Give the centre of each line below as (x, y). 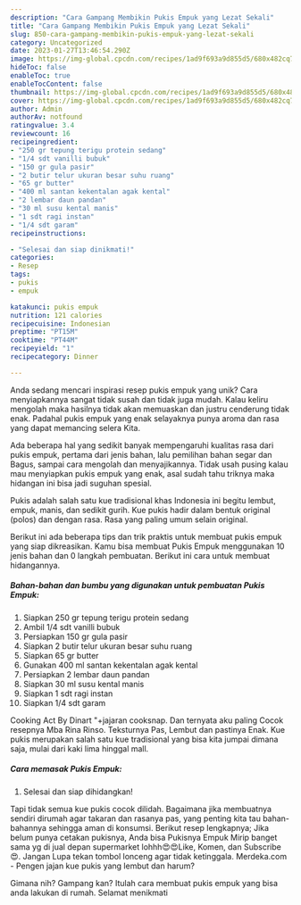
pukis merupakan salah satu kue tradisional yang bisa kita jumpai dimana (144, 739)
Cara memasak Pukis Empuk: (67, 769)
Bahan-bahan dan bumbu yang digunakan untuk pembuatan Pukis (138, 585)
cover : (22, 100)
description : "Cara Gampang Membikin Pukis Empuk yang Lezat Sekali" (142, 17)
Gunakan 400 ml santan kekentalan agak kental (110, 665)
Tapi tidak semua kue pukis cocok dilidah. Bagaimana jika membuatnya (141, 809)
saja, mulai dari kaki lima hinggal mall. (79, 748)
